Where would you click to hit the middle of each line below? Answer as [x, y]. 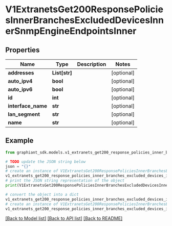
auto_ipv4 [20, 81]
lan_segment [24, 114]
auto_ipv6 [20, 89]
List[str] [62, 73]
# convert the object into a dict [42, 194]
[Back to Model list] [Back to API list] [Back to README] [64, 218]
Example [19, 141]
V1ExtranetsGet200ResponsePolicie [84, 9]
